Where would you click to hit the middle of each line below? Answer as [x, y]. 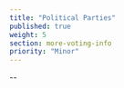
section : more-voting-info [61, 43]
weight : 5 [28, 34]
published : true [40, 26]
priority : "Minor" [44, 52]
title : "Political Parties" [63, 18]
